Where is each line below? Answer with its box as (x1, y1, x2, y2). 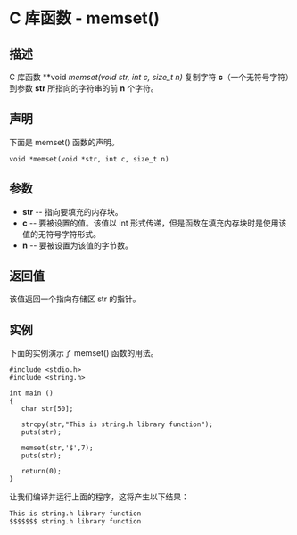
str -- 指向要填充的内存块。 (21, 206, 123, 217)
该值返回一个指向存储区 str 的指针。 (9, 293, 141, 304)
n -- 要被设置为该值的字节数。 (21, 240, 134, 251)
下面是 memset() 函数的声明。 (9, 136, 120, 147)
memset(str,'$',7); (21, 443, 94, 453)
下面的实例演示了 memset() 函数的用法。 (9, 348, 159, 358)
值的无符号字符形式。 (21, 228, 101, 239)
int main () (9, 389, 54, 398)
